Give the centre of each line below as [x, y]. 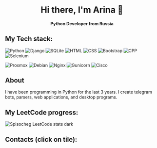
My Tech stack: [29, 39]
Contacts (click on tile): [41, 140]
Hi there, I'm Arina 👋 [82, 10]
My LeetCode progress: [42, 112]
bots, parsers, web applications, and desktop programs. [61, 97]
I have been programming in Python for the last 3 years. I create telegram [78, 92]
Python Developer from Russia [82, 23]
